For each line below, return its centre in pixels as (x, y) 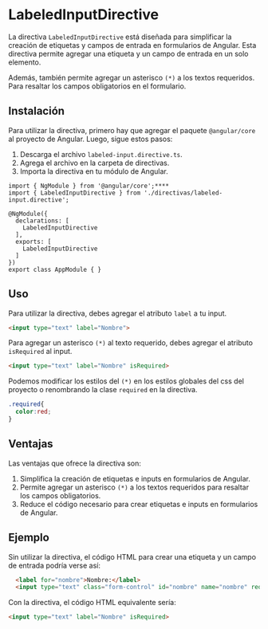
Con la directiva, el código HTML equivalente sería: (93, 603)
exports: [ (33, 242)
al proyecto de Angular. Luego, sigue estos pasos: (91, 139)
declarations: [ (42, 221)
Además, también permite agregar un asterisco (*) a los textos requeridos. (132, 77)
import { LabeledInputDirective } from (75, 193)
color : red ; (33, 412)
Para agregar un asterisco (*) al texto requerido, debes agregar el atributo (131, 343)
